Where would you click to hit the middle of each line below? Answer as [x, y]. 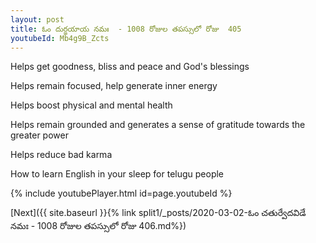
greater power [39, 135]
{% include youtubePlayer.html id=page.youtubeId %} [121, 193]
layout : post [37, 19]
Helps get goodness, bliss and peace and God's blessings [130, 67]
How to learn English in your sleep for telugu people [117, 174]
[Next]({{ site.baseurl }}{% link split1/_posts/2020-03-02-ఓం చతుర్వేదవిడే [158, 213]
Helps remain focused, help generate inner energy [114, 86]
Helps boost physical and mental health [91, 105]
